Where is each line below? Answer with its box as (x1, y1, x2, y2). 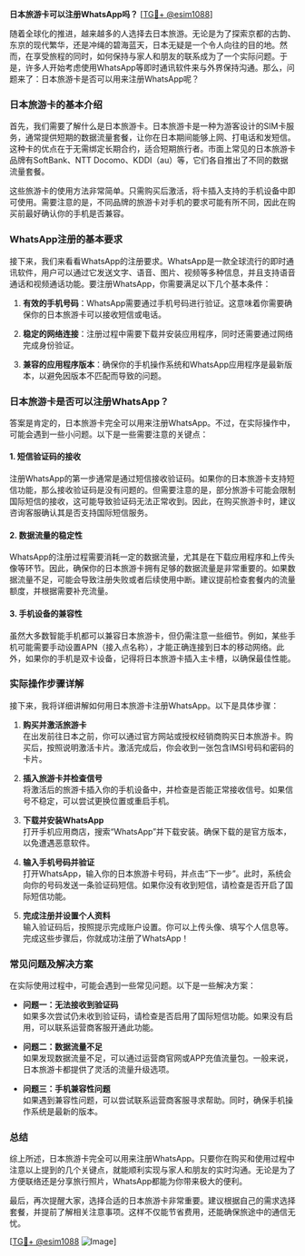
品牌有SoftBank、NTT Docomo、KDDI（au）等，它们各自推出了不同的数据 (9, 154, 289, 166)
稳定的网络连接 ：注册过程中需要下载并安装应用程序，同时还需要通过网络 (22, 328, 293, 339)
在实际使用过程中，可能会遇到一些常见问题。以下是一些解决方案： (9, 980, 256, 991)
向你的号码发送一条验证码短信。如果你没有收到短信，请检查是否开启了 (22, 879, 286, 890)
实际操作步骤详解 (9, 677, 84, 690)
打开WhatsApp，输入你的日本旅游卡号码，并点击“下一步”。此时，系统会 (22, 867, 292, 879)
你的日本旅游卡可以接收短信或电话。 (30, 309, 166, 320)
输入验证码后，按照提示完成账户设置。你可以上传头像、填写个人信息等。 (22, 921, 293, 932)
